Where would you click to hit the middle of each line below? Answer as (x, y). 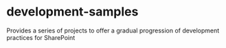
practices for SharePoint (41, 37)
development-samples (72, 12)
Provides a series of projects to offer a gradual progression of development (113, 30)
